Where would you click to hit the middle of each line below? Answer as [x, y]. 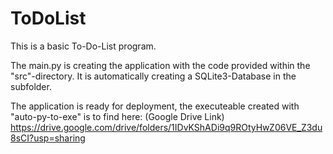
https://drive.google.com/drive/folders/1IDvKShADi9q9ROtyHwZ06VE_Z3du [166, 127]
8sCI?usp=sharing [48, 138]
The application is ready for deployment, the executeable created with [155, 106]
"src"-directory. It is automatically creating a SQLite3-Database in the [153, 76]
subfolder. [31, 86]
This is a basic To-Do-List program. [83, 46]
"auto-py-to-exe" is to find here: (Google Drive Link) [117, 116]
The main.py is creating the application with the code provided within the [160, 65]
